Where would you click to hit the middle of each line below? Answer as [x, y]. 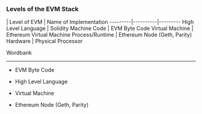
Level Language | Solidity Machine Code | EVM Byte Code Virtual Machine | [100, 28]
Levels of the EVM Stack [43, 9]
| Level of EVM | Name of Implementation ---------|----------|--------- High [100, 22]
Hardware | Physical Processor [44, 41]
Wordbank [19, 53]
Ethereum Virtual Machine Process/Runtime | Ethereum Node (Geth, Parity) [99, 35]
